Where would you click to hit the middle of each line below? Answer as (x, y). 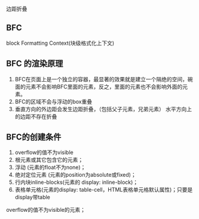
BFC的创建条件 (34, 137)
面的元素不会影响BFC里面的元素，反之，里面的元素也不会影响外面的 (99, 87)
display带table (33, 197)
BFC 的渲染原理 (35, 64)
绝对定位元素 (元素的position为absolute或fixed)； (75, 175)
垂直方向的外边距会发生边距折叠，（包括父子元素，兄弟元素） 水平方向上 (103, 109)
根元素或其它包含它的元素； (49, 160)
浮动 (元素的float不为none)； (50, 167)
